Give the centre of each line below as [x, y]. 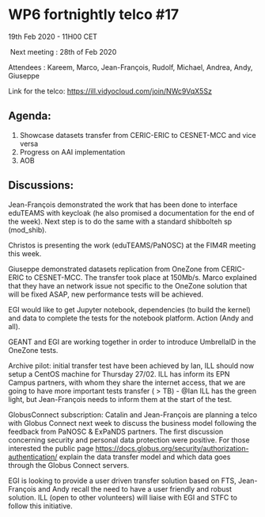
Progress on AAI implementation [72, 151]
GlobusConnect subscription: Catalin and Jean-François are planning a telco [133, 415]
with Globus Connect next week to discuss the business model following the [132, 423]
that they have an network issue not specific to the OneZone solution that [128, 285]
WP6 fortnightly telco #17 [94, 15]
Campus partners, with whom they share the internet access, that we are [127, 382]
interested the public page [51, 448]
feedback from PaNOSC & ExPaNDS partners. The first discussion [116, 431]
